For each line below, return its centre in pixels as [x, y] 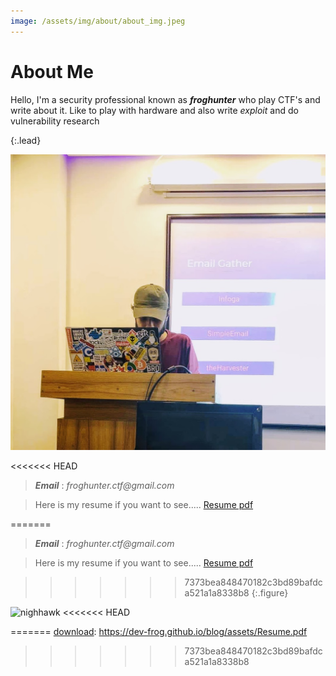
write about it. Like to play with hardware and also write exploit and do [154, 110]
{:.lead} [26, 140]
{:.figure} [270, 592]
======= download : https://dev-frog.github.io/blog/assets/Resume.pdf [159, 631]
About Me [52, 71]
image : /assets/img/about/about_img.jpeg [98, 21]
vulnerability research [55, 121]
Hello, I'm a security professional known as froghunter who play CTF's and [165, 99]
